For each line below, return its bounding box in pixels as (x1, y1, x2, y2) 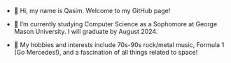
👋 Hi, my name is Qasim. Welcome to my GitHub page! (13, 7, 171, 15)
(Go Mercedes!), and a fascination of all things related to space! (13, 48, 198, 56)
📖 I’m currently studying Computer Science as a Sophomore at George (13, 20, 218, 28)
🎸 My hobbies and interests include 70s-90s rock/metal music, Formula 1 (13, 41, 225, 48)
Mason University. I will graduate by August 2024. (13, 28, 158, 35)
